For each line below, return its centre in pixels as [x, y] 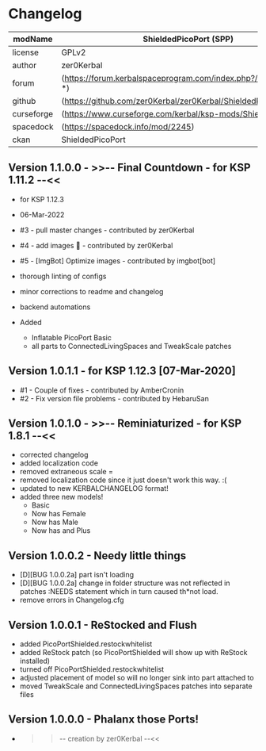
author [25, 65]
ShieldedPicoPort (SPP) [188, 39]
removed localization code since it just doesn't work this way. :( [123, 480]
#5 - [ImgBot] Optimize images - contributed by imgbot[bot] [118, 261]
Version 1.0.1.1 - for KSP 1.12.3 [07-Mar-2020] [122, 371]
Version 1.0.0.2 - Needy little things [97, 556]
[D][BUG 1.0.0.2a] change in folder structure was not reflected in [125, 583]
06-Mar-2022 [42, 214]
